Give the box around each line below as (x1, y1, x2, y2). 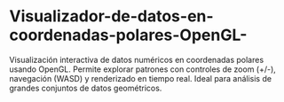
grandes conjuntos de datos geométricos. (9, 82, 162, 93)
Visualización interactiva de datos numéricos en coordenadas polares (9, 54, 264, 65)
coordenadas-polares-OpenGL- (9, 25, 248, 45)
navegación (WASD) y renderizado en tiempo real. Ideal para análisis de (9, 73, 272, 83)
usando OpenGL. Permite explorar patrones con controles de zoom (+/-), (9, 64, 277, 75)
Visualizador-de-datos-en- (9, 6, 215, 27)
